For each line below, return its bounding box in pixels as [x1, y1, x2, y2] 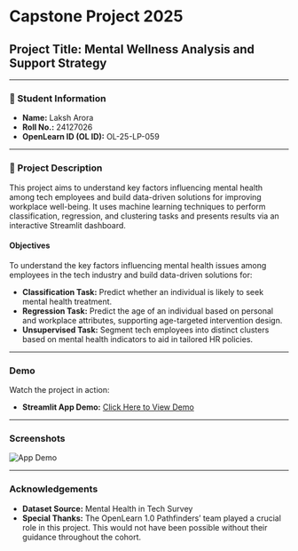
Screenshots [9, 433, 66, 445]
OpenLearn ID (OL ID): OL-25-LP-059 [21, 132, 160, 142]
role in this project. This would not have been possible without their [21, 522, 268, 532]
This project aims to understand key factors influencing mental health [9, 182, 263, 193]
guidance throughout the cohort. [21, 531, 142, 542]
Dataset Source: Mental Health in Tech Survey [21, 503, 193, 514]
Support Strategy [9, 55, 107, 70]
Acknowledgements [9, 483, 98, 495]
